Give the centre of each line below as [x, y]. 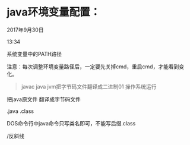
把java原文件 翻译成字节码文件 [44, 99]
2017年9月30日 [25, 30]
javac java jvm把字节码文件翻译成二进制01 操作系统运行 [89, 86]
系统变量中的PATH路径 [34, 53]
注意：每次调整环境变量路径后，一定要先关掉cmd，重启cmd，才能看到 [93, 67]
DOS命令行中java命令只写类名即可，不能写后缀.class [71, 123]
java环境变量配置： [54, 12]
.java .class [20, 111]
